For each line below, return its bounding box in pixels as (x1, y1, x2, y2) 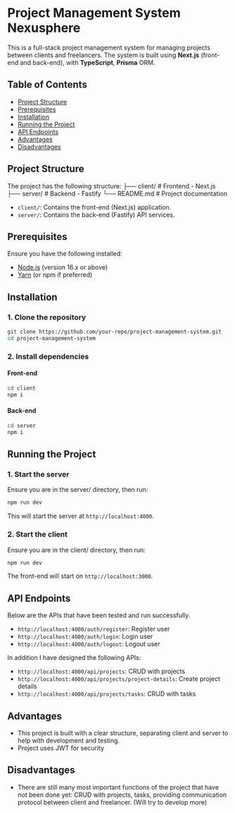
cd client (7, 385, 37, 392)
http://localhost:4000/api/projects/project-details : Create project (17, 675, 220, 683)
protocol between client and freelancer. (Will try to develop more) (17, 797, 208, 806)
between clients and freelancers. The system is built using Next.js (7, 51, 200, 59)
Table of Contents (7, 79, 88, 91)
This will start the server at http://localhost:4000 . (7, 512, 155, 520)
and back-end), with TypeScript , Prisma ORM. (20, 58, 156, 66)
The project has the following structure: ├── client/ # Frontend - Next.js (7, 181, 216, 190)
